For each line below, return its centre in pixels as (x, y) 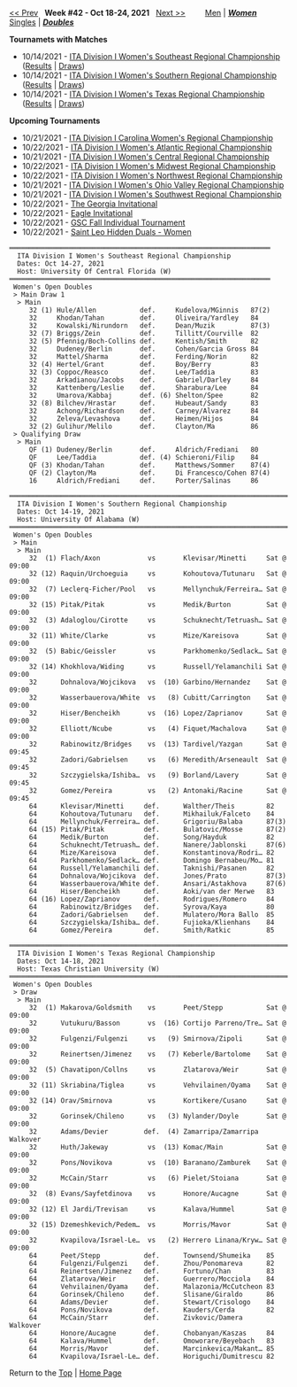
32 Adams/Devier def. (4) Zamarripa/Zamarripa (144, 1132)
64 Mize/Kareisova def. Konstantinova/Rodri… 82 (152, 853)
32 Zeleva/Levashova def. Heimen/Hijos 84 (144, 419)
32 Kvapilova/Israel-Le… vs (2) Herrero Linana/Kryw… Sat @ (158, 1240)
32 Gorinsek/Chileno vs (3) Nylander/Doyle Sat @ (158, 1116)
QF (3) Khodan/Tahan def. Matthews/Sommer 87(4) (150, 465)
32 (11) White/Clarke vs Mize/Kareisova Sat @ (158, 636)
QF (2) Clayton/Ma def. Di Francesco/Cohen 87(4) (150, 473)
